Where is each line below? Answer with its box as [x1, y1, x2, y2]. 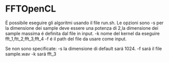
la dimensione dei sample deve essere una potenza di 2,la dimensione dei [5, 25, 159, 31]
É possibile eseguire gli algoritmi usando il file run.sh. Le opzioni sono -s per [5, 20, 164, 26]
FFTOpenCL [5, 3, 57, 15]
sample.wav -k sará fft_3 [5, 51, 57, 57]
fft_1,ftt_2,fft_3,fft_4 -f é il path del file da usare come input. [5, 36, 127, 42]
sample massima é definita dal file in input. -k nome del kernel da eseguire [5, 30, 160, 36]
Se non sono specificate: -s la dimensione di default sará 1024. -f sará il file [5, 45, 162, 51]
